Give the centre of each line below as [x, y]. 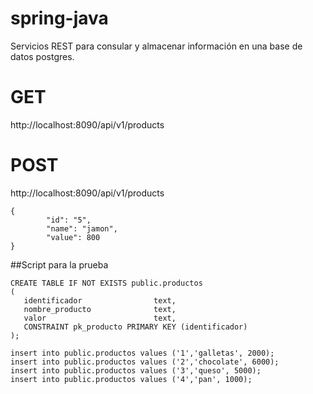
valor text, [100, 318]
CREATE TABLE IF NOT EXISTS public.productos [106, 283]
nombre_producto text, [100, 309]
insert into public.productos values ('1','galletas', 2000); [142, 353]
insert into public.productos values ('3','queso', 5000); [136, 370]
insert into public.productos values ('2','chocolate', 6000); [145, 362]
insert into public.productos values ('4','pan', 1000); [131, 379]
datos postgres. [42, 56]
